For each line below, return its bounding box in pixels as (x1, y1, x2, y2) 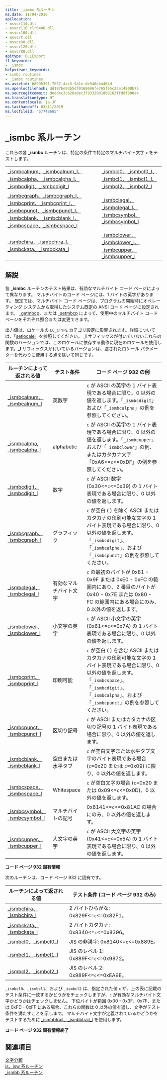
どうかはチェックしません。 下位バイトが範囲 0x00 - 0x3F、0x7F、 (13, 998, 152, 1004)
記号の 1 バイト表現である (96, 723, 158, 730)
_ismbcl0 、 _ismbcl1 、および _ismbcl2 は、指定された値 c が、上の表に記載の (5, 985, 162, 991)
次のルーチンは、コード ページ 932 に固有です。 (5, 874, 103, 881)
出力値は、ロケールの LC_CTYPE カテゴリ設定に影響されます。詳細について (5, 327, 156, 333)
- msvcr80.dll (5, 49, 35, 54)
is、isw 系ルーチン (5, 1063, 43, 1070)
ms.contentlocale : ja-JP (5, 100, 57, 105)
